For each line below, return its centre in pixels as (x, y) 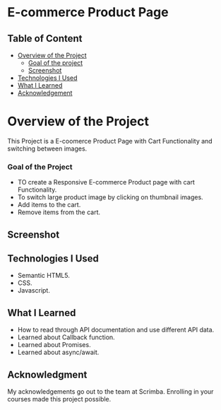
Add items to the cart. (49, 205)
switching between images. (47, 148)
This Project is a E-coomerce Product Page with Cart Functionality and (110, 141)
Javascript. (34, 291)
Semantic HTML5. (44, 276)
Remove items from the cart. (59, 212)
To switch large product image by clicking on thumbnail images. (110, 197)
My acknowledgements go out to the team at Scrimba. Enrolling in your (110, 392)
